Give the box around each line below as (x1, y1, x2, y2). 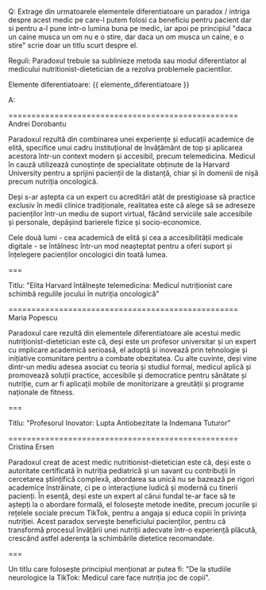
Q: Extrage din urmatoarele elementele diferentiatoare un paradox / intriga (8, 7, 250, 16)
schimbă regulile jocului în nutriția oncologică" (8, 289, 160, 298)
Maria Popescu (8, 313, 58, 322)
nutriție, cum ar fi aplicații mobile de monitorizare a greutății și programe (8, 379, 245, 388)
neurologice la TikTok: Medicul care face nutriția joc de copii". (8, 573, 210, 582)
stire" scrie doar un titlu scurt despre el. (8, 41, 139, 50)
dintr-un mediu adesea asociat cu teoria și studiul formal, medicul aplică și (8, 362, 252, 371)
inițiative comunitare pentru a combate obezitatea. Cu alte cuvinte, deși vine (8, 354, 257, 363)
